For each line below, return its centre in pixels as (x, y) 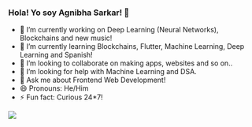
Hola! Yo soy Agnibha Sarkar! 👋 (69, 13)
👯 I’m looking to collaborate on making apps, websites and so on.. (126, 63)
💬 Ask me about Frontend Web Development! (93, 80)
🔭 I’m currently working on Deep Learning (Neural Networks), (119, 30)
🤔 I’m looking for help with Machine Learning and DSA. (108, 72)
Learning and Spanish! (56, 55)
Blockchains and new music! (66, 38)
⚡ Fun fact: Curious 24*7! (61, 97)
